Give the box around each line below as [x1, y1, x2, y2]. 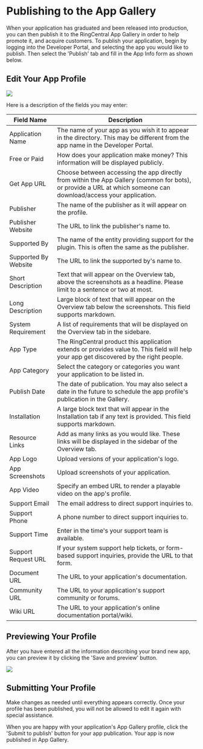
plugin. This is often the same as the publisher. [57, 243, 189, 251]
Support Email [9, 499, 50, 507]
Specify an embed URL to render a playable [57, 482, 181, 490]
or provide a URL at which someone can [57, 183, 170, 192]
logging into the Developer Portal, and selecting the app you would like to [6, 44, 189, 51]
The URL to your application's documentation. [57, 572, 187, 581]
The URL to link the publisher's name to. [57, 222, 170, 230]
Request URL [9, 555, 47, 563]
